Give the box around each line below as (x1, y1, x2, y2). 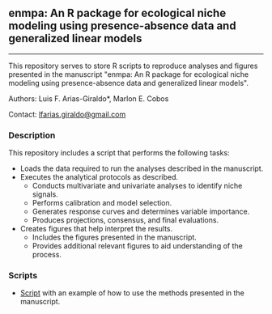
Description (8, 129, 56, 141)
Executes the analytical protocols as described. (19, 172, 179, 182)
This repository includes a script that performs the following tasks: (8, 148, 230, 158)
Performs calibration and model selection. (32, 198, 172, 208)
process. (32, 250, 62, 260)
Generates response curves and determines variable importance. (32, 206, 250, 217)
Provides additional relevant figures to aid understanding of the (32, 241, 243, 251)
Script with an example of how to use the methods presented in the (19, 288, 244, 298)
